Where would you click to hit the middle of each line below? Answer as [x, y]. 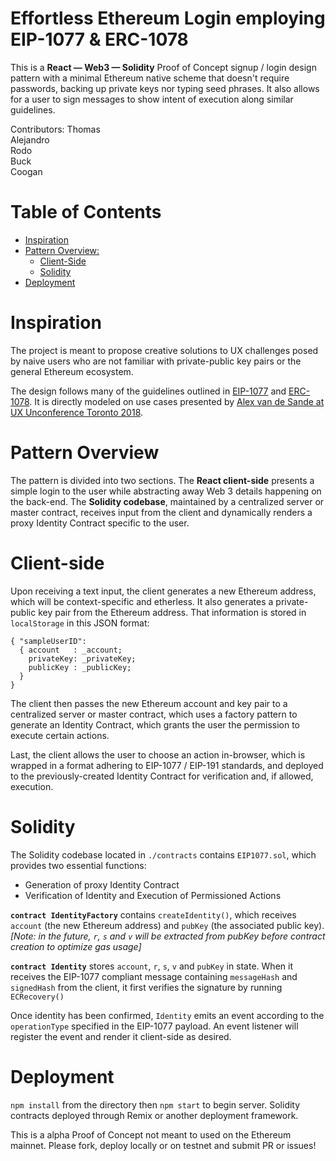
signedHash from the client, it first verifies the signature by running [146, 987]
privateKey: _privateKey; [82, 658]
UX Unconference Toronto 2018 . [77, 412]
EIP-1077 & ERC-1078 [99, 39]
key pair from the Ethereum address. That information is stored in [172, 612]
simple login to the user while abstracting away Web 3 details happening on [166, 491]
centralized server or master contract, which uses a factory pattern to [154, 714]
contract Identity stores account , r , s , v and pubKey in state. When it [151, 966]
